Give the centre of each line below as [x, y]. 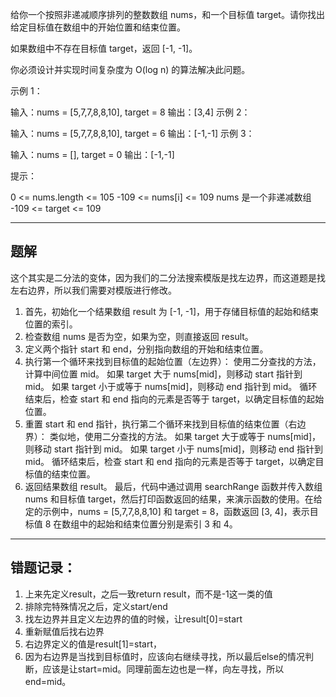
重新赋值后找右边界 [64, 631]
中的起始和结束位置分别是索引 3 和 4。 [158, 524]
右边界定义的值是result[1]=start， [93, 644]
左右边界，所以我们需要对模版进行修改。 [93, 290]
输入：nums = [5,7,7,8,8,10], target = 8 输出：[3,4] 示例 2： [130, 112]
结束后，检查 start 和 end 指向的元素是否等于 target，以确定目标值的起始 [174, 399]
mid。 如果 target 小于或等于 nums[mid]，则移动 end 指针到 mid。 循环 [171, 386]
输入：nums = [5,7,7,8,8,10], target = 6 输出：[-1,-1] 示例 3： [132, 133]
